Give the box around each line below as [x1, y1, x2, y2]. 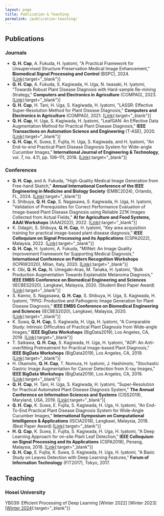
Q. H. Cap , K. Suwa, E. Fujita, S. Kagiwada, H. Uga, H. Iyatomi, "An [12, 402, 145, 408]
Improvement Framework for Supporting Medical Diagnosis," [12, 251, 135, 257]
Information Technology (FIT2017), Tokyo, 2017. [12, 460, 110, 466]
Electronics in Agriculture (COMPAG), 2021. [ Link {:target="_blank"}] [12, 113, 151, 118]
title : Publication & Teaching [5, 12, 69, 17]
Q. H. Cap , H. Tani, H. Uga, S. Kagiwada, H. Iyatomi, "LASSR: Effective [12, 102, 153, 108]
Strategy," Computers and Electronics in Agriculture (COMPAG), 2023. [12, 92, 157, 98]
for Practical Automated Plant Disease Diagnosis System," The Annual [12, 387, 154, 393]
